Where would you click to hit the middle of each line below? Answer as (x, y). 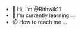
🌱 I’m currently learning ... (43, 15)
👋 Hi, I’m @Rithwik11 (36, 9)
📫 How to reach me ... (39, 22)
